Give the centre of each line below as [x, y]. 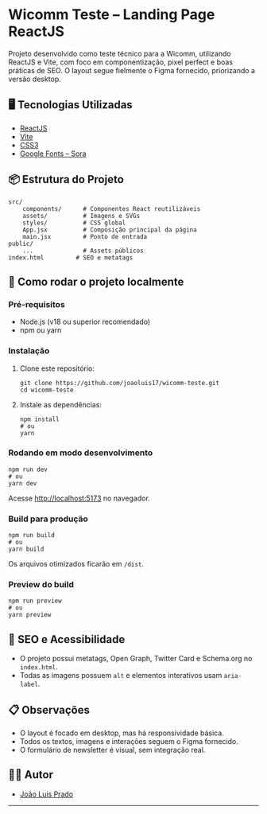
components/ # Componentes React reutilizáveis [112, 208]
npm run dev [28, 469]
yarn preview [30, 615]
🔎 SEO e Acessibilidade [67, 639]
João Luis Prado [46, 794]
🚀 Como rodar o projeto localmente [96, 281]
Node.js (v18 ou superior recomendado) [85, 322]
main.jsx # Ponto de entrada [85, 236]
